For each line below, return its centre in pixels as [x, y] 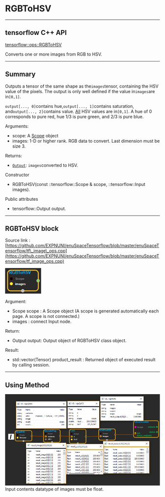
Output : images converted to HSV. [45, 165]
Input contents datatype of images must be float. [55, 489]
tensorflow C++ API [36, 33]
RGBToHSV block [32, 229]
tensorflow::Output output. [39, 208]
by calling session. [31, 365]
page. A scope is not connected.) [46, 316]
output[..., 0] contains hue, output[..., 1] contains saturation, [69, 106]
